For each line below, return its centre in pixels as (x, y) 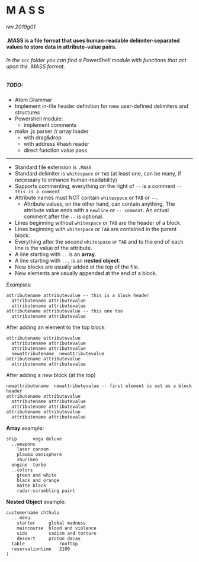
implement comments (50, 125)
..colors (22, 470)
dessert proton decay (49, 539)
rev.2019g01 (21, 27)
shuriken (28, 460)
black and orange (38, 481)
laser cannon (33, 449)
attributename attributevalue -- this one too (65, 311)
